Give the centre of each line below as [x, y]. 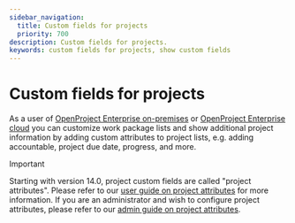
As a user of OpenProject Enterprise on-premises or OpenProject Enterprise [147, 119]
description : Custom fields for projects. [88, 42]
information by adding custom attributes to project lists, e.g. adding [132, 137]
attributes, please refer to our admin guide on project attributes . [125, 210]
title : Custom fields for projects [83, 26]
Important [27, 164]
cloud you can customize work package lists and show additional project [141, 128]
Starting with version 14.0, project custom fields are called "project [130, 181]
